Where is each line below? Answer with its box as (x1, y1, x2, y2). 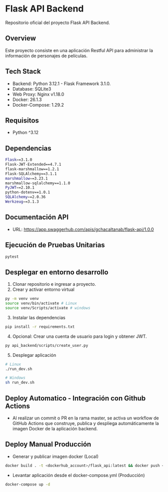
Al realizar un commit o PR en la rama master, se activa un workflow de (12, 415, 159, 421)
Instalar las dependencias (12, 314, 66, 320)
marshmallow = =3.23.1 (5, 176, 48, 181)
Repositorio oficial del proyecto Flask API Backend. (5, 20, 110, 26)
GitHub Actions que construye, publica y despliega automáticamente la (12, 420, 159, 426)
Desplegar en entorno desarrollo (5, 268, 108, 276)
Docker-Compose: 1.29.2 (12, 102, 64, 108)
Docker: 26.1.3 (12, 96, 42, 103)
